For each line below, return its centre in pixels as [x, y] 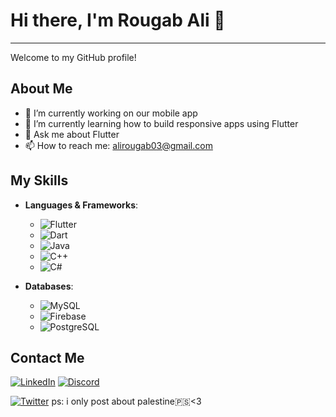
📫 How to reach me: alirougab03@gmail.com [118, 145]
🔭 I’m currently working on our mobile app [111, 113]
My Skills [39, 180]
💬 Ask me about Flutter [72, 134]
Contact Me [47, 357]
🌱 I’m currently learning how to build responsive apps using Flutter [161, 123]
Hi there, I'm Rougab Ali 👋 [118, 20]
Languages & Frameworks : [81, 205]
